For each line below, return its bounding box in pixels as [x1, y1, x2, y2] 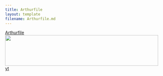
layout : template [5, 12, 41, 17]
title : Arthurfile [5, 7, 43, 12]
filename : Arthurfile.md [5, 16, 56, 21]
